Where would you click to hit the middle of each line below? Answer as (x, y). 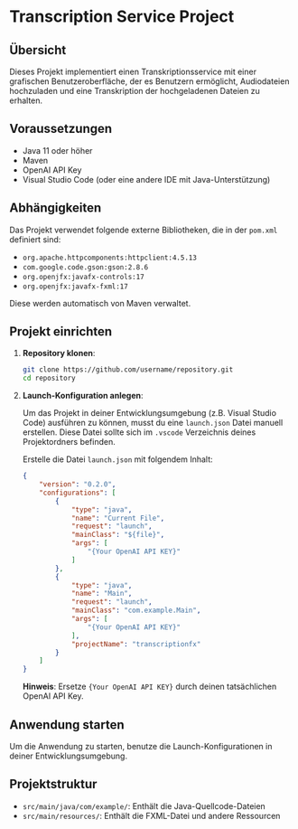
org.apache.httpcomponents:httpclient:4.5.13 (109, 258)
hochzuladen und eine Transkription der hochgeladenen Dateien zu (135, 91)
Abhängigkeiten (56, 208)
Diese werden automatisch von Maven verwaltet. (100, 303)
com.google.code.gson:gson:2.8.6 (85, 267)
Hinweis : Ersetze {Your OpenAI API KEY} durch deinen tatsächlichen (149, 687)
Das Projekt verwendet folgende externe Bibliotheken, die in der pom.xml (144, 230)
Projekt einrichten (61, 332)
